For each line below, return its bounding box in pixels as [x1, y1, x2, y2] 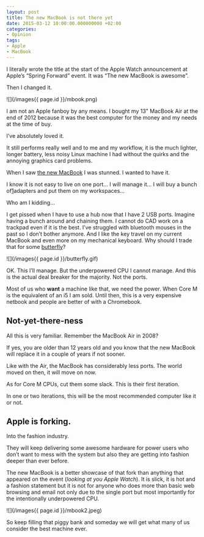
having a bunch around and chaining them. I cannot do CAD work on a [6, 217, 183, 225]
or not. [6, 398, 23, 406]
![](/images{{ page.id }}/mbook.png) [6, 95, 98, 103]
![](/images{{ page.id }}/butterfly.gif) [6, 254, 98, 262]
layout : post [6, 9, 40, 15]
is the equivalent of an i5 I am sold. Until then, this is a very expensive [6, 291, 182, 299]
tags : [6, 37, 20, 43]
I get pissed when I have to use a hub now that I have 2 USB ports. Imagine [6, 211, 195, 218]
